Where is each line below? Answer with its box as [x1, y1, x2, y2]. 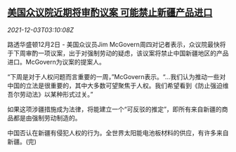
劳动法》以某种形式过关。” [19, 90, 93, 98]
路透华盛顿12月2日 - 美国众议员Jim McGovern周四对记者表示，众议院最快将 [7, 40, 226, 48]
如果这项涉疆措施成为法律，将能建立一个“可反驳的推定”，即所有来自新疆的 [7, 104, 223, 113]
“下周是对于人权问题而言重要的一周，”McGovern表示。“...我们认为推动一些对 [7, 72, 226, 81]
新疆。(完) [7, 137, 37, 146]
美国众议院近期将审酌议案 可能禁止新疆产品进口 [7, 6, 213, 19]
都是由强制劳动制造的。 [13, 113, 81, 122]
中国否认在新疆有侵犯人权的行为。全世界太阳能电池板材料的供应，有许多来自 [7, 128, 229, 137]
